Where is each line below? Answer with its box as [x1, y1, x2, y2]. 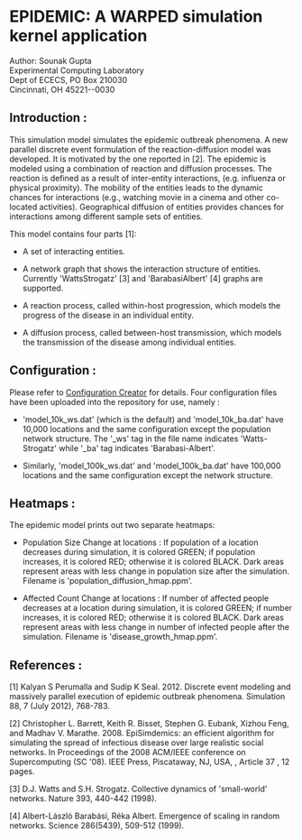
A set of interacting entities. [22, 245, 126, 256]
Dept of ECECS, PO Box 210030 [9, 74, 128, 85]
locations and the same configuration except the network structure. [22, 469, 273, 480]
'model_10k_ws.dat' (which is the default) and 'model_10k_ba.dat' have [22, 413, 284, 425]
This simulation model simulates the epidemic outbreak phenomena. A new [9, 134, 288, 145]
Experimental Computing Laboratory [9, 65, 144, 76]
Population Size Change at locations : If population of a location [22, 537, 259, 548]
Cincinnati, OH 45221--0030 [9, 84, 115, 95]
